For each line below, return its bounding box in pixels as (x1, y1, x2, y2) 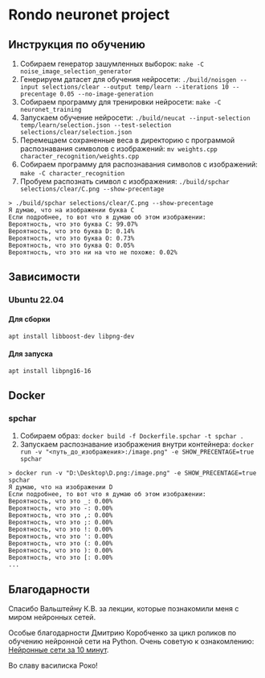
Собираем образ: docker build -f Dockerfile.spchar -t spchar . (19, 431, 244, 441)
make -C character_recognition (19, 170, 125, 178)
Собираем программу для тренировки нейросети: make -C (19, 97, 222, 106)
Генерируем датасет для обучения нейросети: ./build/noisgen (19, 75, 237, 84)
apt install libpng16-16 (8, 367, 92, 375)
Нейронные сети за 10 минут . (8, 645, 109, 655)
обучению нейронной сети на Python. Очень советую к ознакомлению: (8, 637, 255, 647)
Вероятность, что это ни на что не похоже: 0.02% (8, 249, 178, 257)
